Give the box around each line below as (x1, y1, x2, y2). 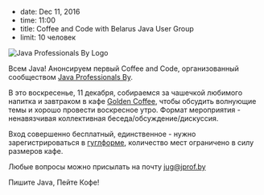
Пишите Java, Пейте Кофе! (8, 177, 100, 187)
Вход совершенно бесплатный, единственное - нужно (8, 129, 196, 139)
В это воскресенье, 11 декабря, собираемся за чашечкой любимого (8, 88, 243, 97)
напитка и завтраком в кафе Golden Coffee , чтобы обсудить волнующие (8, 97, 257, 106)
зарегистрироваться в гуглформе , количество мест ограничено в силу (8, 138, 254, 147)
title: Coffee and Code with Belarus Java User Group (19, 24, 195, 33)
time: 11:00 (19, 15, 56, 25)
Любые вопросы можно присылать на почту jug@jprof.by (8, 162, 207, 172)
